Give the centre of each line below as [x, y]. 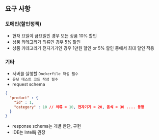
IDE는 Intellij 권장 [29, 132]
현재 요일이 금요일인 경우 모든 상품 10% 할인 [54, 35]
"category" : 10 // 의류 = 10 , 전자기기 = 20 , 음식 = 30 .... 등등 [79, 107]
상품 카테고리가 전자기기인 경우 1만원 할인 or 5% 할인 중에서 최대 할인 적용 [83, 48]
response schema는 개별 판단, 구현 [47, 126]
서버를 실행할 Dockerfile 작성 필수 [45, 73]
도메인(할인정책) [23, 24]
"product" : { [24, 98]
